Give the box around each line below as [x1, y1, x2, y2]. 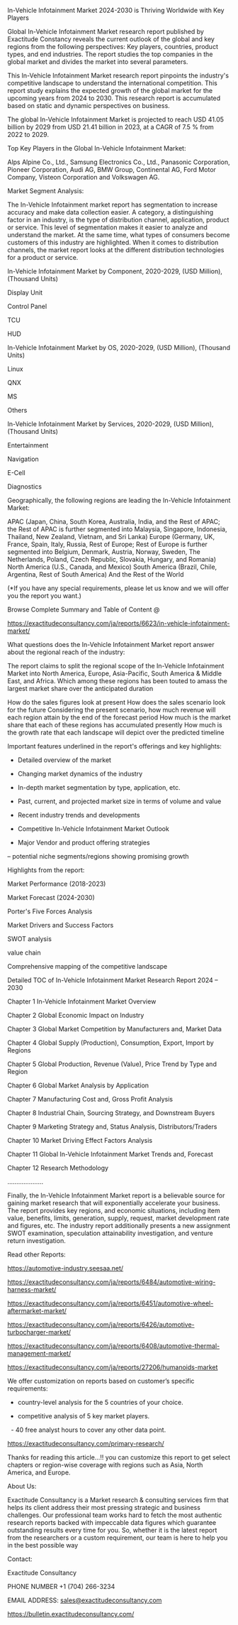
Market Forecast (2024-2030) [7, 893, 96, 901]
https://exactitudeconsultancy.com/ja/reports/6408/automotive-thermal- [7, 1342, 220, 1350]
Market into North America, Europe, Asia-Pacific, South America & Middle [7, 669, 222, 678]
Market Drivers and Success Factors [7, 921, 114, 929]
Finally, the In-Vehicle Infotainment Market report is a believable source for [7, 1191, 225, 1200]
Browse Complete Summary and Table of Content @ [7, 605, 160, 614]
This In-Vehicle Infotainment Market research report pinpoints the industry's [7, 71, 229, 80]
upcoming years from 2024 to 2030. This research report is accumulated [7, 94, 221, 102]
